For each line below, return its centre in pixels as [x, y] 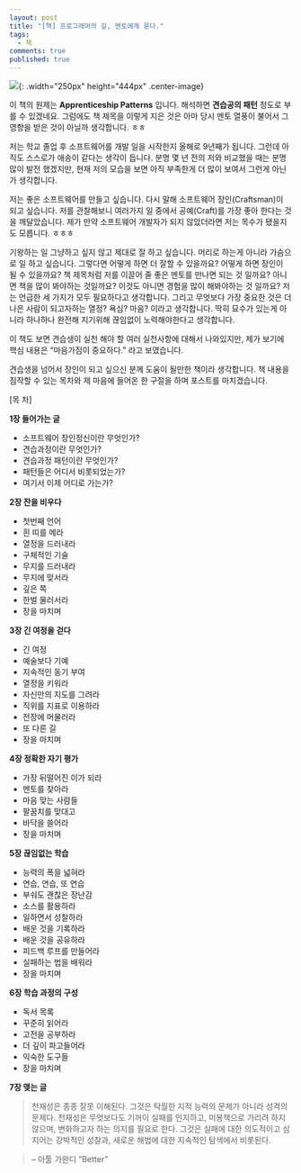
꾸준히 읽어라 [45, 1023]
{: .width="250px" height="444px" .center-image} [111, 86]
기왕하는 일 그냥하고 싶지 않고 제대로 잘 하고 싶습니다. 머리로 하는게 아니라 [138, 252]
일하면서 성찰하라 [53, 917]
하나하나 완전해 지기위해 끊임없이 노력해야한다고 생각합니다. [130, 320]
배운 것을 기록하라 [53, 929]
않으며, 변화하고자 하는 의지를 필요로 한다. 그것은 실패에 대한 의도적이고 [156, 1129]
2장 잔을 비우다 [35, 502]
